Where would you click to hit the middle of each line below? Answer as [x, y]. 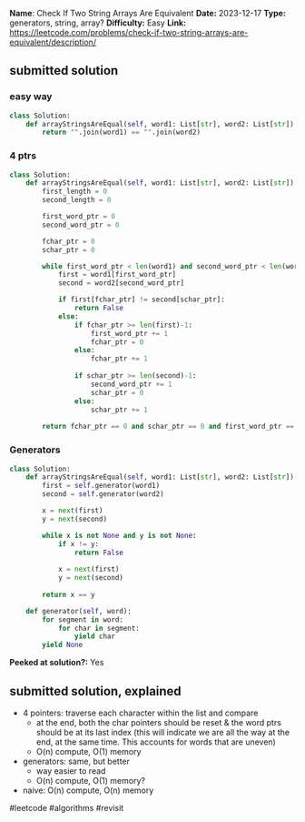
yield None [63, 645]
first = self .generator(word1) [101, 486]
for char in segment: [99, 628]
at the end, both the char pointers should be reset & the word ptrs [158, 722]
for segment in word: [83, 619]
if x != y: [79, 544]
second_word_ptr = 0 [81, 225]
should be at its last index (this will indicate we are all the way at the [163, 732]
